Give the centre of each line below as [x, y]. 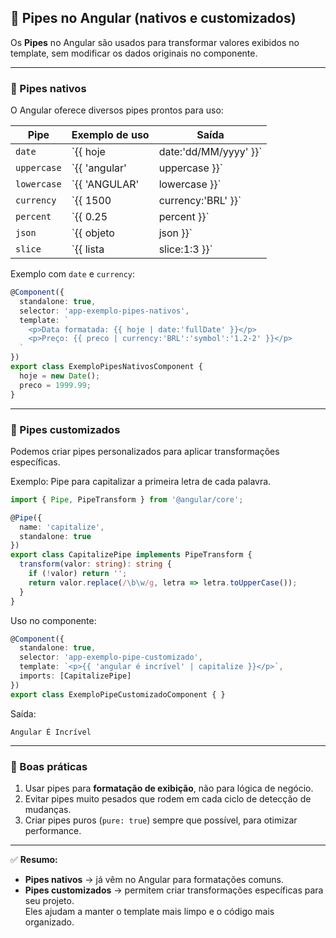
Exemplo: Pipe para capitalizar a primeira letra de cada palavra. [141, 481]
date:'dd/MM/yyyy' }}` [210, 152]
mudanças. [48, 809]
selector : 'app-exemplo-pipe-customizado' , [111, 657]
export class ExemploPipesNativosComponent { [106, 367]
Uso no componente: [53, 620]
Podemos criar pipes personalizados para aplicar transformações [145, 451]
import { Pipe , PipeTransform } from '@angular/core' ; [127, 499]
